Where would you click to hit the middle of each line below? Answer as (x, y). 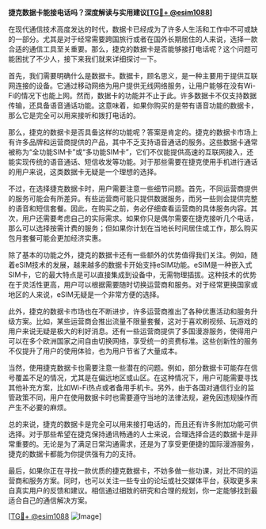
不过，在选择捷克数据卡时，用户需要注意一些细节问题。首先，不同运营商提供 (133, 188)
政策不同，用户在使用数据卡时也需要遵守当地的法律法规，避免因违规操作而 (136, 398)
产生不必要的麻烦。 (40, 407)
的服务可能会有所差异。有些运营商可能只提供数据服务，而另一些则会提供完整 (133, 198)
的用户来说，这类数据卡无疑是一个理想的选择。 (84, 172)
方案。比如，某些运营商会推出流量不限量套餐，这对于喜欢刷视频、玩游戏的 (136, 321)
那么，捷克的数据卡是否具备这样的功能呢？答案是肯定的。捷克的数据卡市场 (129, 132)
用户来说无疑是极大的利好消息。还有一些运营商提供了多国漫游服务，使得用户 (133, 331)
